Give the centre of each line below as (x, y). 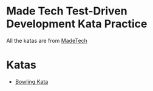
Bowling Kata (32, 81)
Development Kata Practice (77, 24)
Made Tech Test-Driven (67, 11)
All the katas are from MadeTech (47, 40)
